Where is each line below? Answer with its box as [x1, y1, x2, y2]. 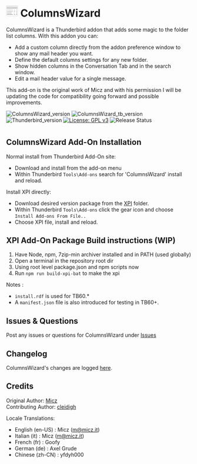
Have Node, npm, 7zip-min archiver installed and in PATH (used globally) [14, 251, 191, 258]
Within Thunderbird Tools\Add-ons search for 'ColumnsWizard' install [14, 170, 182, 178]
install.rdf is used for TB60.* [14, 293, 90, 300]
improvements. [6, 99, 42, 106]
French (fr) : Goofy [14, 438, 61, 446]
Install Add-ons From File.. [14, 213, 86, 219]
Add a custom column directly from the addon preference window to [14, 44, 181, 51]
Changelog [6, 349, 48, 359]
